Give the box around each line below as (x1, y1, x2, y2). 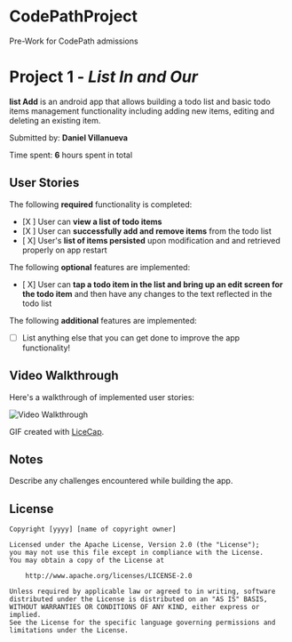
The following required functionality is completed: (9, 198, 193, 210)
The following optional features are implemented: (9, 261, 191, 272)
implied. (9, 611, 42, 620)
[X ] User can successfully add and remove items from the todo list (21, 225, 272, 237)
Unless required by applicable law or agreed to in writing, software (9, 587, 276, 597)
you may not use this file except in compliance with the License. (9, 549, 264, 558)
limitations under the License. (9, 626, 129, 635)
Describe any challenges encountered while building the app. (9, 476, 233, 486)
